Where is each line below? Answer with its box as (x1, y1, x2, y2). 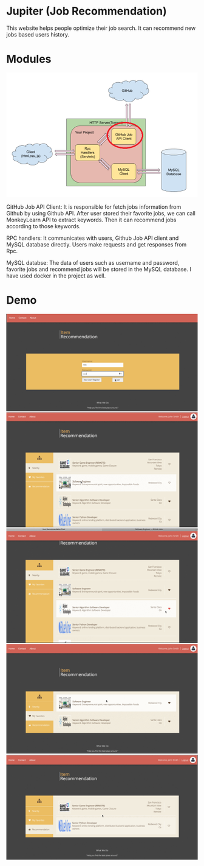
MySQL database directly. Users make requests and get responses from (6, 241, 187, 248)
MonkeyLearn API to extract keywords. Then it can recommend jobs (6, 216, 177, 223)
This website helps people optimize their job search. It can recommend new (6, 24, 196, 32)
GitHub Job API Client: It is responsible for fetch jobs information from (6, 203, 182, 211)
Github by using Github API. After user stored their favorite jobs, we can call (6, 210, 195, 217)
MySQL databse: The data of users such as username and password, (6, 259, 180, 267)
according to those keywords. (6, 223, 81, 230)
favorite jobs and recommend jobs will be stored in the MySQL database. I (6, 266, 191, 273)
